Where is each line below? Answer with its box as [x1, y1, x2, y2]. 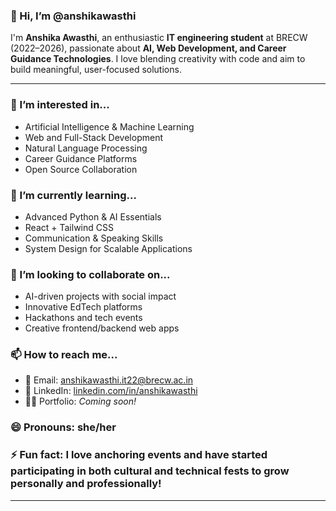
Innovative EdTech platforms [24, 301, 143, 313]
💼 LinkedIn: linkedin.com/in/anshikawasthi [24, 385, 198, 397]
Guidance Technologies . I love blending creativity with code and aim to [10, 53, 306, 65]
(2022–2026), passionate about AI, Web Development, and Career [10, 42, 287, 54]
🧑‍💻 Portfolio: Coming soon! [24, 395, 137, 408]
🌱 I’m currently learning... [10, 188, 137, 202]
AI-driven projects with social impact [24, 290, 177, 303]
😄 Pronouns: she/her [10, 420, 117, 434]
